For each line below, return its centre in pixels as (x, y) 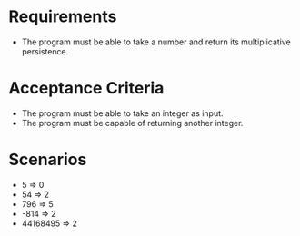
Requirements (63, 17)
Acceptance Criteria (86, 88)
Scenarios (48, 160)
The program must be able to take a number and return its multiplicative (156, 42)
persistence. (45, 51)
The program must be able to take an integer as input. (122, 113)
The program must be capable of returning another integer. (132, 123)
